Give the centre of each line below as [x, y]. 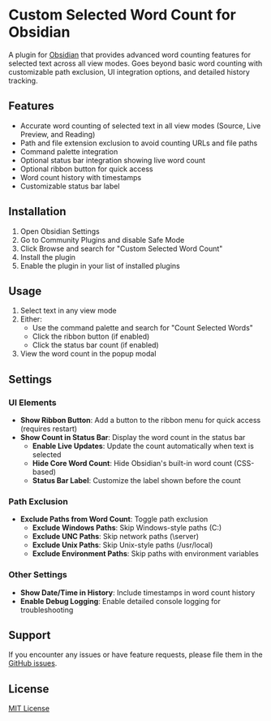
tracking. [23, 80]
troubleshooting [47, 610]
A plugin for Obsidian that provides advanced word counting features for [130, 54]
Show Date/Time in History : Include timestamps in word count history [138, 592]
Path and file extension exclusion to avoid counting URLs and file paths [139, 143]
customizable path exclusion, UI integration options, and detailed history [129, 71]
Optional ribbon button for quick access [86, 169]
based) [44, 472]
